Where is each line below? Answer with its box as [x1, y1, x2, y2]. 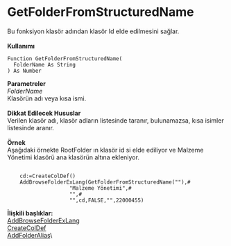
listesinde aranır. [7, 123, 54, 132]
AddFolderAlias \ [7, 231, 53, 239]
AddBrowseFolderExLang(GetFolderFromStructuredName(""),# [19, 178, 191, 186]
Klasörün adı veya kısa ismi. [7, 94, 87, 103]
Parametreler [7, 79, 46, 87]
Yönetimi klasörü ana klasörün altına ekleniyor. [7, 153, 140, 161]
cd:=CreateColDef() [19, 173, 76, 179]
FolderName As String [13, 61, 76, 68]
